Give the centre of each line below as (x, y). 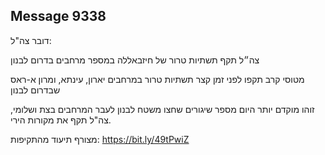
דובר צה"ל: (31, 40)
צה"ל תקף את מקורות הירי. (61, 120)
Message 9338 (58, 16)
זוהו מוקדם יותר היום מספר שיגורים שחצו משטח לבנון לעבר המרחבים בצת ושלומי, (162, 109)
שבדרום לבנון (35, 90)
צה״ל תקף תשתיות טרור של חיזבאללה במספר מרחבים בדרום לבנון (135, 60)
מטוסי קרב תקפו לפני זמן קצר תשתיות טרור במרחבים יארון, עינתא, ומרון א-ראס (157, 79)
